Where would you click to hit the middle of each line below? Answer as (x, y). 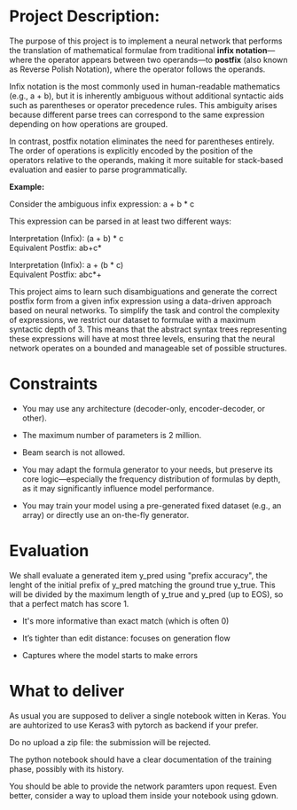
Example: (27, 186)
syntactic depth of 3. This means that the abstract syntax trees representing (148, 329)
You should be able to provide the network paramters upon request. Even (143, 786)
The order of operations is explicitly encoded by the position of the (131, 150)
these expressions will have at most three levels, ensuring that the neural (142, 338)
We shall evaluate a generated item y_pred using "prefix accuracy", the (138, 575)
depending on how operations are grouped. (89, 124)
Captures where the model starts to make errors (109, 655)
